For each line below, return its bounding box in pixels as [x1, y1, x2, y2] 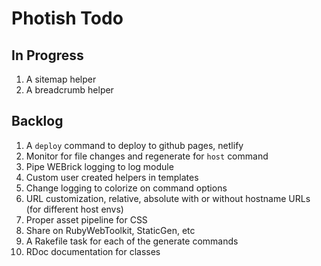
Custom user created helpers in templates [25, 171, 199, 183]
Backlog [11, 113, 64, 130]
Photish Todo [11, 7, 124, 30]
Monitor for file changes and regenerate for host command [25, 150, 269, 162]
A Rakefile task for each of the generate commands [25, 235, 239, 247]
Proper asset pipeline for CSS [25, 213, 148, 226]
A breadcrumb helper [25, 84, 114, 96]
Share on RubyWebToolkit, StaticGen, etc [25, 224, 196, 236]
